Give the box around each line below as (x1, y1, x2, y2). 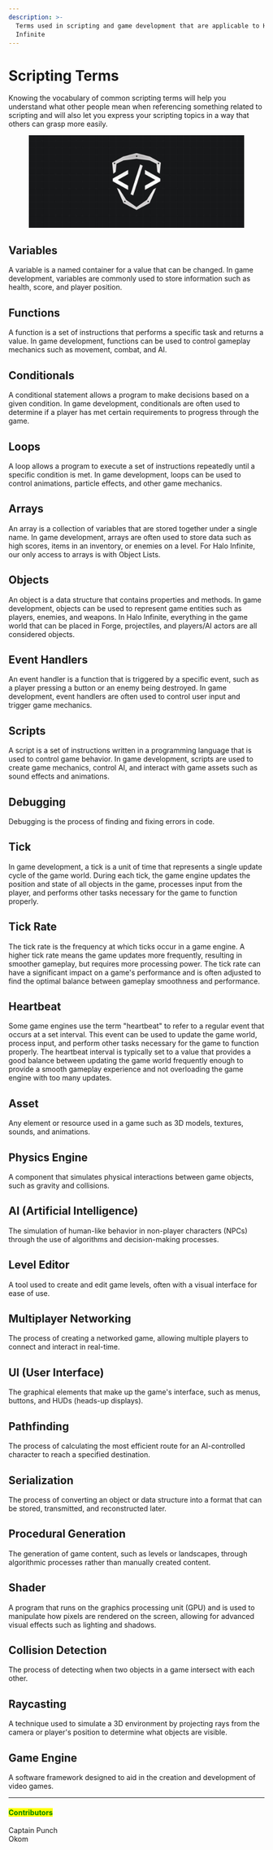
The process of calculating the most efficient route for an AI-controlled (8, 1441, 245, 1451)
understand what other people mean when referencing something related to (8, 102, 262, 111)
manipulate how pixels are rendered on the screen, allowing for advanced (8, 1611, 254, 1621)
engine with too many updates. (8, 1073, 112, 1083)
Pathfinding (8, 1420, 69, 1433)
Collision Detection (8, 1643, 107, 1657)
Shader (8, 1581, 46, 1595)
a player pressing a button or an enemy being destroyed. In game (8, 683, 227, 693)
